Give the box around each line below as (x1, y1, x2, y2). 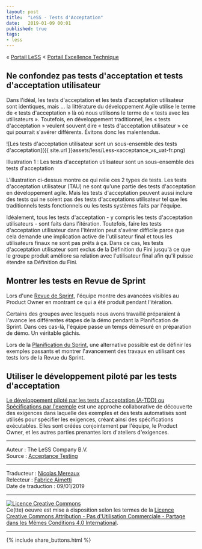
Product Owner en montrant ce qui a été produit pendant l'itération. (6, 298, 173, 305)
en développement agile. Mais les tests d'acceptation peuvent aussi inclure (6, 189, 192, 196)
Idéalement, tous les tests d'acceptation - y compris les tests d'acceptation (6, 214, 193, 221)
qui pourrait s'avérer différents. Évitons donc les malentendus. (6, 128, 161, 136)
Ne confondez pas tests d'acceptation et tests (6, 71, 183, 81)
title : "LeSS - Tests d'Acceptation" (6, 14, 103, 21)
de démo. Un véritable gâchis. (6, 329, 81, 337)
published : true (6, 25, 47, 32)
